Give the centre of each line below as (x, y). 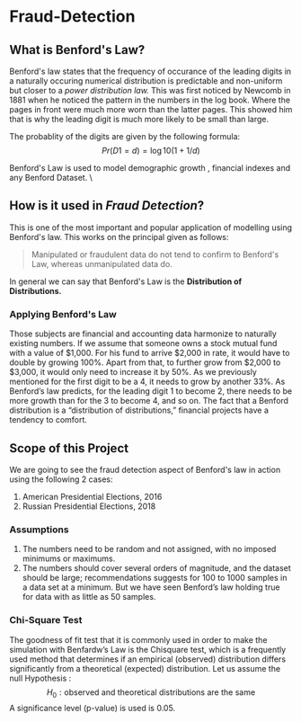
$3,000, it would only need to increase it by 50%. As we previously (133, 372)
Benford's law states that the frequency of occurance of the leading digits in (150, 71)
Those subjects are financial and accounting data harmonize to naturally (143, 334)
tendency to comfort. (49, 420)
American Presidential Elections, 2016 (92, 496)
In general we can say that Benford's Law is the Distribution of (126, 281)
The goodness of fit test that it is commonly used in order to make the (138, 639)
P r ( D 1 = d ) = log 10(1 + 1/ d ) (151, 151)
